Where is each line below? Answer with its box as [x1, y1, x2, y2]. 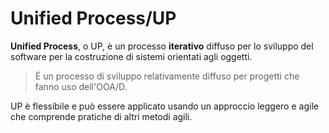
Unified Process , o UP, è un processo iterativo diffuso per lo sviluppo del [10, 40, 314, 52]
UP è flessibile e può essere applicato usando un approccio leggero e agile [10, 100, 319, 112]
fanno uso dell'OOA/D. [34, 80, 128, 92]
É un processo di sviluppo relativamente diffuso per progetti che [34, 70, 300, 82]
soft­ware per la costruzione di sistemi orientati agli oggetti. [10, 50, 253, 62]
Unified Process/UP [10, 7, 177, 30]
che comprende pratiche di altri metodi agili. [10, 110, 193, 122]
